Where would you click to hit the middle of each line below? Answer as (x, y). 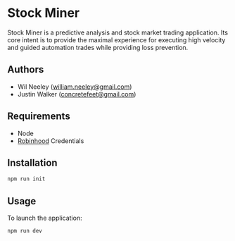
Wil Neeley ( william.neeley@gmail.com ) (75, 87)
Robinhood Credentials (51, 141)
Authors (26, 69)
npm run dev (25, 231)
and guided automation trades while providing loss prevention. (98, 47)
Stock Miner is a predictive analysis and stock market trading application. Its (118, 32)
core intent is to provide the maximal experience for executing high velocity (116, 39)
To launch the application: (45, 218)
